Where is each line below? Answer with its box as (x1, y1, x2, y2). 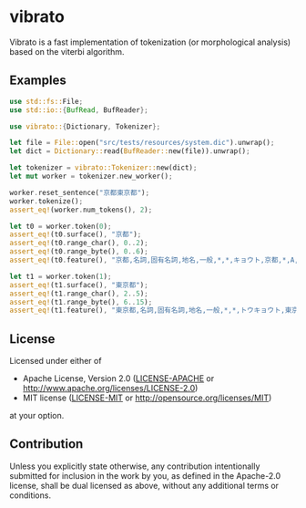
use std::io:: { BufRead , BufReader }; (9, 105, 148, 115)
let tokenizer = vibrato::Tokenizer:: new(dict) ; (9, 163, 198, 172)
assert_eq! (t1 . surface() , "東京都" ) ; (9, 280, 148, 289)
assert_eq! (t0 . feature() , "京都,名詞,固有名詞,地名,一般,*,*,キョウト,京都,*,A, (9, 255, 299, 264)
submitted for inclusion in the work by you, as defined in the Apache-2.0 (9, 470, 280, 481)
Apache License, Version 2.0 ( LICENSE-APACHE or (22, 373, 215, 384)
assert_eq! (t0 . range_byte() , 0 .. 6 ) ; (9, 247, 148, 256)
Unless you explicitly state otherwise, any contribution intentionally (9, 461, 260, 472)
